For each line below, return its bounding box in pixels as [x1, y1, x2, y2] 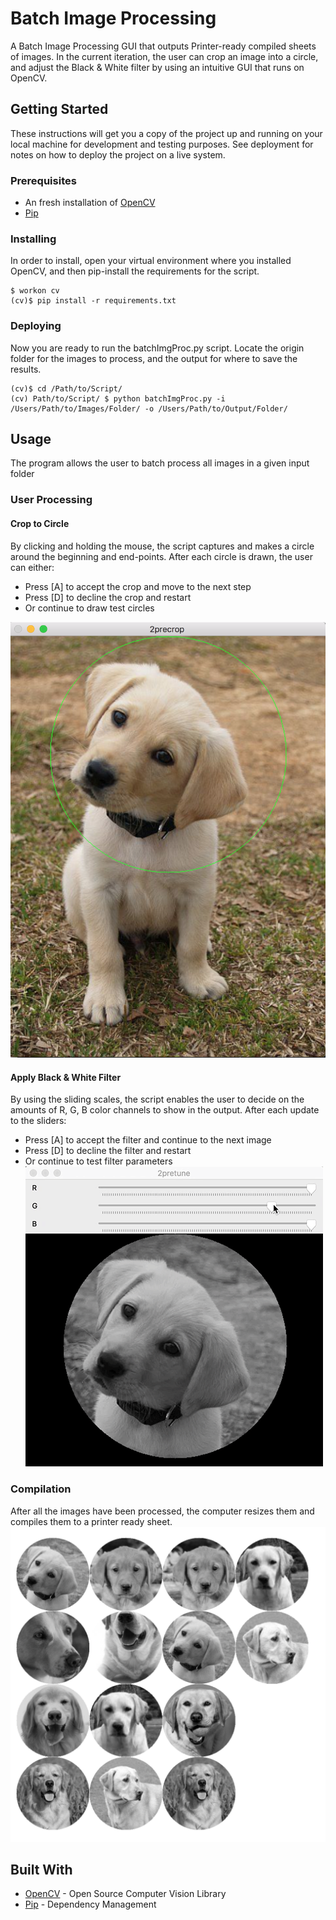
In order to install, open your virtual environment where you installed [10, 255, 292, 267]
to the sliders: [10, 1115, 67, 1127]
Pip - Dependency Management [24, 1898, 157, 1911]
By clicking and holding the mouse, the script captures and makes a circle [10, 540, 315, 552]
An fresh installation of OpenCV [24, 197, 156, 209]
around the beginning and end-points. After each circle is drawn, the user [10, 550, 313, 562]
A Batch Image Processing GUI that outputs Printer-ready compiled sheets [10, 40, 317, 52]
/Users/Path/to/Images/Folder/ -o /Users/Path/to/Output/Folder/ [10, 403, 288, 414]
